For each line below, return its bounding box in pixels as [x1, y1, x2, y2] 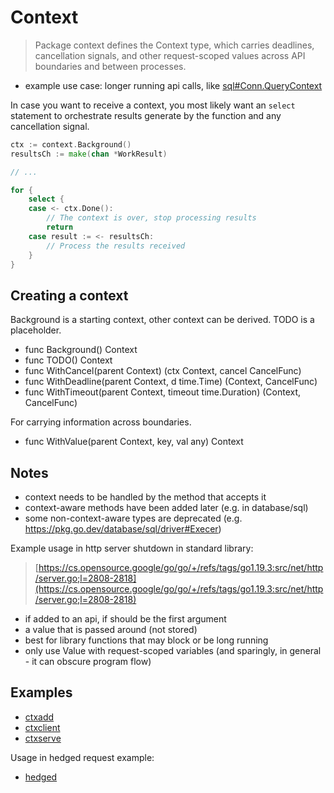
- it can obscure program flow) [24, 656, 152, 668]
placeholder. [10, 324, 62, 336]
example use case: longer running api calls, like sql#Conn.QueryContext [24, 79, 323, 91]
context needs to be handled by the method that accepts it [24, 491, 267, 503]
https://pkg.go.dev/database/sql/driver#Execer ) [24, 523, 222, 535]
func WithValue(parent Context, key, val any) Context [24, 436, 244, 448]
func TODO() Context [24, 354, 113, 366]
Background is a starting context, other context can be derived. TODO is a [10, 314, 315, 326]
